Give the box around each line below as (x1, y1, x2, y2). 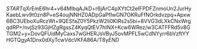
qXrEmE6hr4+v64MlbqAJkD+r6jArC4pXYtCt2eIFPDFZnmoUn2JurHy (22, 5, 192, 12)
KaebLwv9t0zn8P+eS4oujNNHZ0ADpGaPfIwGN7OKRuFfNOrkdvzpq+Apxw (6, 11, 191, 18)
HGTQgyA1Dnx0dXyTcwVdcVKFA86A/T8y (6, 37, 109, 43)
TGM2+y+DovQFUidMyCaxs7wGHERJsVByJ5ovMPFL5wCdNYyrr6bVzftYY (6, 30, 189, 37)
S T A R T (6, 5, 23, 12)
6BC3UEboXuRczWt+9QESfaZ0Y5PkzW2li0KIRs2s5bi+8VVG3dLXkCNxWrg (6, 18, 191, 24)
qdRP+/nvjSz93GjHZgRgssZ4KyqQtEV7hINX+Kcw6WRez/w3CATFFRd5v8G (6, 24, 190, 31)
